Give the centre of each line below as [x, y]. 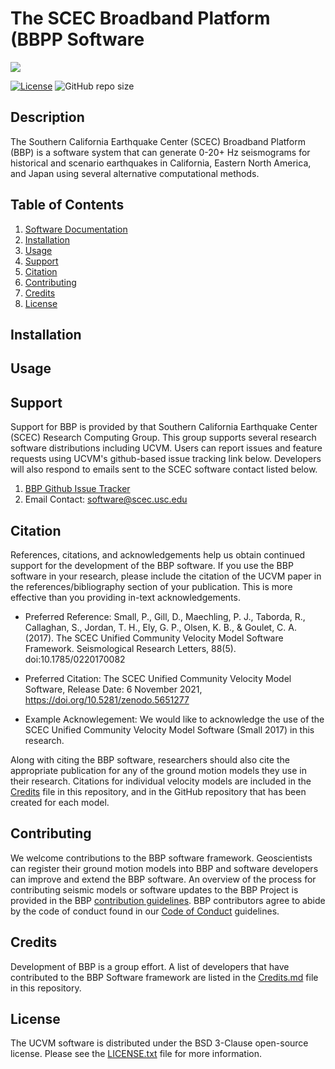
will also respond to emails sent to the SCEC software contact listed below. [164, 469]
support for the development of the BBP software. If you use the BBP [152, 565]
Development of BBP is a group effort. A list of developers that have [150, 966]
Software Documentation [76, 229]
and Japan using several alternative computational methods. [135, 173]
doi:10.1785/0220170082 [75, 659]
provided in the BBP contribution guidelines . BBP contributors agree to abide [168, 900]
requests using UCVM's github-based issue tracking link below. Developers [166, 459]
